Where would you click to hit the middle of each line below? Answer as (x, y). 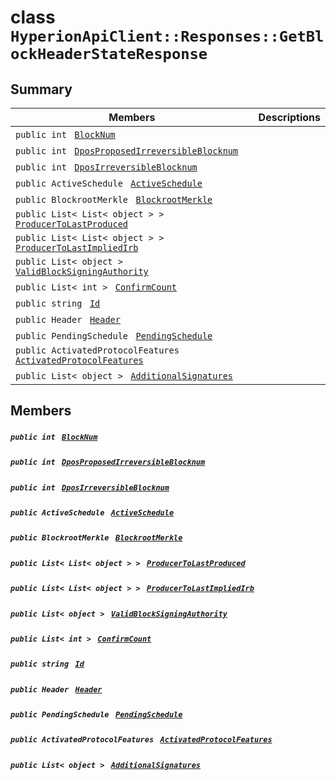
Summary (41, 89)
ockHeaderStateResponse (109, 54)
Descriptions (289, 117)
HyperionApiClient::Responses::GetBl (167, 36)
